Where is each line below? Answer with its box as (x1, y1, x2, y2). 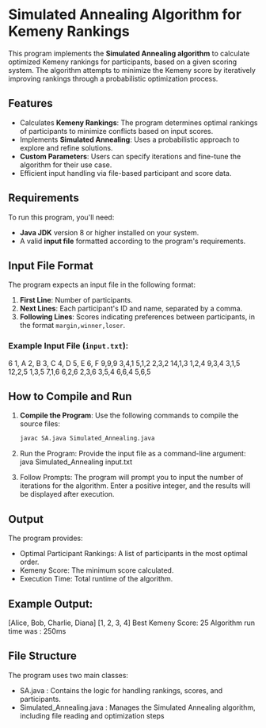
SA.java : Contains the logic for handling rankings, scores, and (19, 685, 223, 695)
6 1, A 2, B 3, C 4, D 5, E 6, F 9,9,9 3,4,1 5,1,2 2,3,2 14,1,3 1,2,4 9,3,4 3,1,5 (8, 358, 241, 368)
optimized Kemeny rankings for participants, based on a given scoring (8, 57, 237, 67)
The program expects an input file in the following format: (8, 280, 196, 290)
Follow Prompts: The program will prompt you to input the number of (19, 473, 244, 482)
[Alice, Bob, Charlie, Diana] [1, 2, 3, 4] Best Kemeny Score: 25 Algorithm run (8, 618, 256, 627)
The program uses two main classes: (8, 670, 129, 680)
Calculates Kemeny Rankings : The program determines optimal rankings (19, 117, 258, 128)
